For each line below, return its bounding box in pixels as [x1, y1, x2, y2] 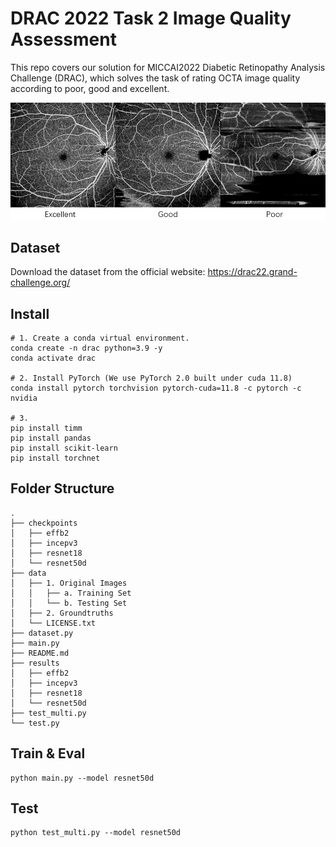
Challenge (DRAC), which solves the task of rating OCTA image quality [10, 72, 301, 84]
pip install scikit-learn [10, 443, 118, 453]
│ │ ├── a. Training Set [10, 588, 132, 598]
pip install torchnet [10, 453, 101, 463]
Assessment [10, 28, 117, 51]
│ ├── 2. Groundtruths [10, 608, 114, 618]
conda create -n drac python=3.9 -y [10, 343, 163, 353]
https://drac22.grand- [207, 266, 298, 278]
